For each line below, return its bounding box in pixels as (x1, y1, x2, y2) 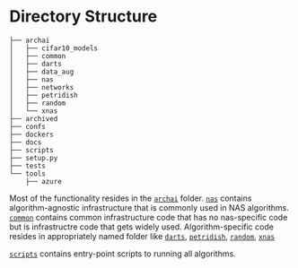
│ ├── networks (9, 82, 74, 91)
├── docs (9, 137, 42, 147)
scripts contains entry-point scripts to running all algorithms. (9, 248, 236, 259)
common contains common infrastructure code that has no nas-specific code (9, 212, 288, 222)
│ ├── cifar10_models (9, 43, 99, 53)
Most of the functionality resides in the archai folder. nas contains (9, 193, 252, 203)
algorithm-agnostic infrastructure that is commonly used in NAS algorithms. (9, 202, 289, 212)
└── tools (9, 169, 47, 178)
